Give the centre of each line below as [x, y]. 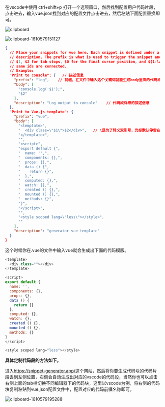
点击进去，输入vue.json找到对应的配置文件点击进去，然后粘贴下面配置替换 [80, 13]
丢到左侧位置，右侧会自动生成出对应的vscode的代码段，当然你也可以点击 [83, 377]
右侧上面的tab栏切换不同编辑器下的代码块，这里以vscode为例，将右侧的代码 [82, 383]
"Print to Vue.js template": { [41, 112]
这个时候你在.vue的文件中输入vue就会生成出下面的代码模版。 [67, 250]
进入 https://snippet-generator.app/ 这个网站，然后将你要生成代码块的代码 [79, 371]
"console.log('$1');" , [41, 89]
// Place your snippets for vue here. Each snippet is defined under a [84, 52]
